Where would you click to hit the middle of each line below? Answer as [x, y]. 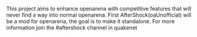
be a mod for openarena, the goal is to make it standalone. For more [90, 21]
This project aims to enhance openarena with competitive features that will [99, 9]
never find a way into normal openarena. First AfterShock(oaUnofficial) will [99, 15]
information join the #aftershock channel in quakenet [72, 27]
